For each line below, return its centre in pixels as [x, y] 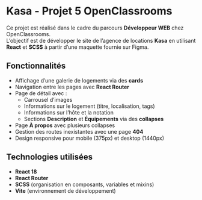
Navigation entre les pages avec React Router [72, 87]
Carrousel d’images [48, 99]
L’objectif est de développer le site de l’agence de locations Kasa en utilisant [101, 40]
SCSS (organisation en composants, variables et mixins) [84, 184]
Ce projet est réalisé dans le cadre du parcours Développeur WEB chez [95, 28]
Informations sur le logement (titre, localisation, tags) [89, 106]
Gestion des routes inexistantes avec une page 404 [79, 131]
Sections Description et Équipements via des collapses [94, 119]
